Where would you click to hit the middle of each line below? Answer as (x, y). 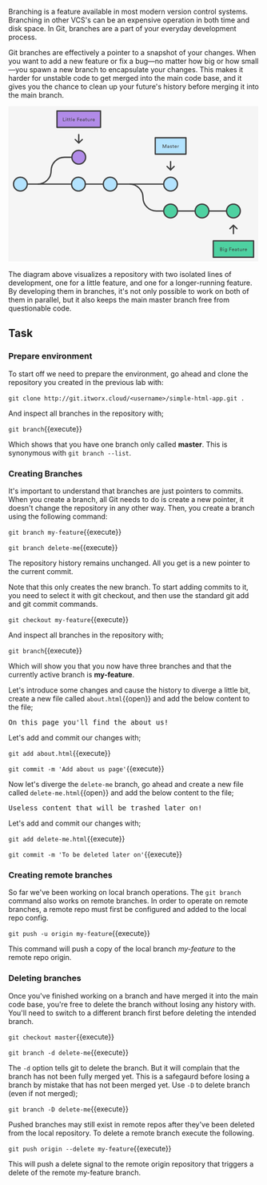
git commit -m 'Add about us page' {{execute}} (87, 769)
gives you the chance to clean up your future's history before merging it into (134, 86)
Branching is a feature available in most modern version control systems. (128, 12)
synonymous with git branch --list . (70, 452)
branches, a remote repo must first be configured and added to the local (127, 910)
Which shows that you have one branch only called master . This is (118, 444)
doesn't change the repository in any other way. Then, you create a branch (132, 508)
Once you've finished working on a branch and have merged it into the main (133, 995)
